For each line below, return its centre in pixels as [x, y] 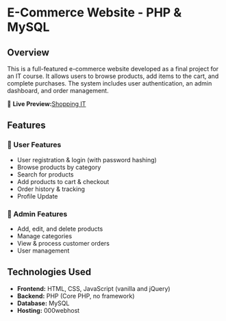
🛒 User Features [34, 145]
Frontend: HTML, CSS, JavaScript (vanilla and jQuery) [93, 288]
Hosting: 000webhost [48, 310]
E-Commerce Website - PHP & [95, 13]
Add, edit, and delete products [60, 229]
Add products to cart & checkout [63, 181]
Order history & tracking [51, 189]
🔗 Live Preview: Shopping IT [47, 104]
